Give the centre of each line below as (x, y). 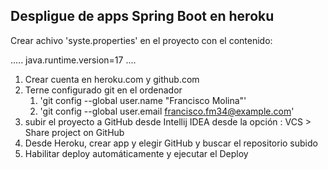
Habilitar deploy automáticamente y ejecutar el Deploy (136, 153)
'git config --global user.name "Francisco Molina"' (143, 100)
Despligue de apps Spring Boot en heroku (142, 16)
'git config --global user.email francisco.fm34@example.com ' (167, 111)
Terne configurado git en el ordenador (103, 90)
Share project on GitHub (74, 132)
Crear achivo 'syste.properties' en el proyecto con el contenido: (141, 40)
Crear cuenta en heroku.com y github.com (112, 79)
